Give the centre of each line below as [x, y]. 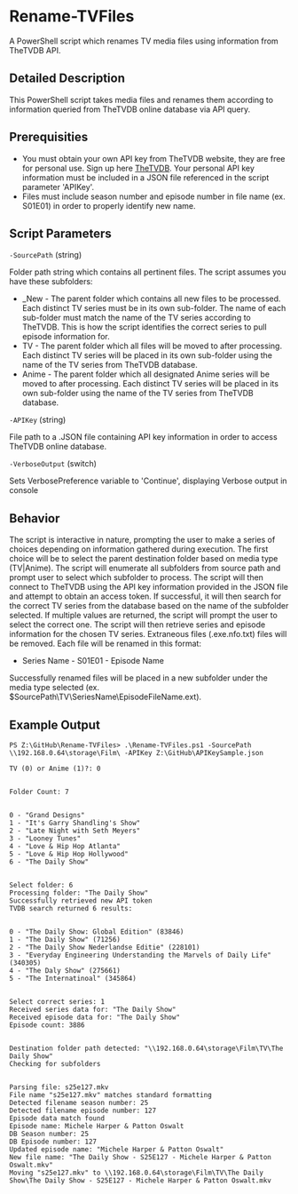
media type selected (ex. [55, 688]
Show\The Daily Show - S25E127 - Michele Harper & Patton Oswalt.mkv [141, 1181]
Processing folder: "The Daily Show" [79, 893]
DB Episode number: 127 [53, 1142]
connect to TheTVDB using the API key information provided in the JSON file [149, 587]
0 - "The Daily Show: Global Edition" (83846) [97, 932]
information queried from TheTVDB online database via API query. [130, 109]
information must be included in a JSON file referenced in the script [145, 177]
